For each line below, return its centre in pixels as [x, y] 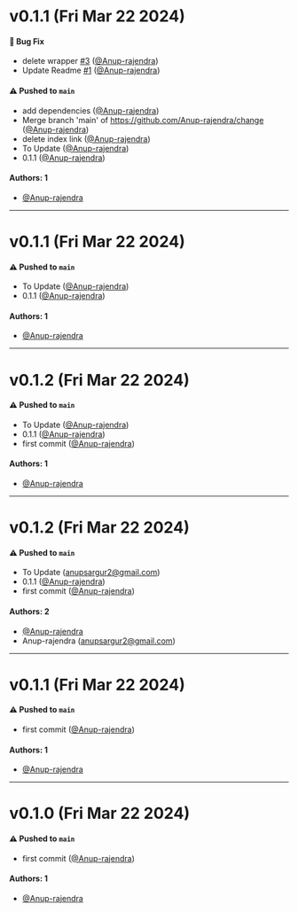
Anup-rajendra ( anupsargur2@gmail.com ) [98, 641]
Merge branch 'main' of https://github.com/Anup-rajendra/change [143, 120]
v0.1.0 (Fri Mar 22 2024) [100, 814]
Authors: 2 [29, 611]
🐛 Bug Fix [27, 41]
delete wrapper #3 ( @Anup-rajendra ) [90, 61]
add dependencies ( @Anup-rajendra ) [90, 110]
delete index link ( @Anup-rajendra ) [86, 138]
